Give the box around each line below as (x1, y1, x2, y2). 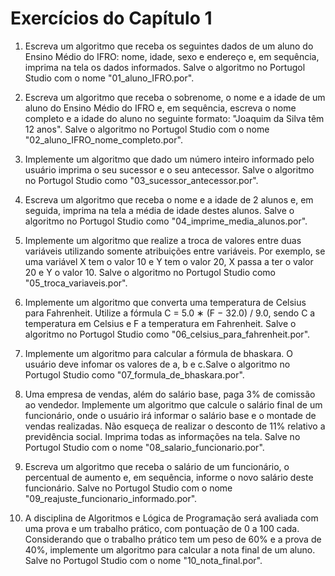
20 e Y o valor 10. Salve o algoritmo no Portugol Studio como (24, 266, 277, 278)
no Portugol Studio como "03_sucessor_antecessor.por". (24, 174, 259, 186)
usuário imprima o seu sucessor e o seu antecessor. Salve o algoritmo (24, 163, 315, 176)
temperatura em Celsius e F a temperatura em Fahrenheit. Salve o (24, 317, 297, 329)
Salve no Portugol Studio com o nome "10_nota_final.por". (24, 554, 263, 566)
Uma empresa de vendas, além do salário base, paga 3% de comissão (24, 388, 316, 400)
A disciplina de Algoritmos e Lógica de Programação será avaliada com (24, 512, 319, 524)
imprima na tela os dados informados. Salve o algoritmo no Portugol (24, 61, 306, 73)
